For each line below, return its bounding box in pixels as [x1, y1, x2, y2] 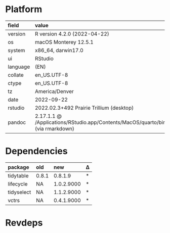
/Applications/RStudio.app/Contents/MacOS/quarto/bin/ [34, 119, 168, 126]
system [8, 46, 25, 54]
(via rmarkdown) [34, 125, 74, 132]
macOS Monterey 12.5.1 [34, 38, 94, 45]
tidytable [8, 172, 29, 179]
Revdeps [5, 217, 43, 228]
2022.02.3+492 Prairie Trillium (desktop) [34, 104, 134, 111]
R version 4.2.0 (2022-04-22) [34, 30, 110, 37]
